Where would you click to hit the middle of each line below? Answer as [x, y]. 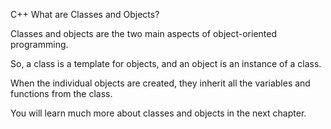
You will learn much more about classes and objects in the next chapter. [158, 113]
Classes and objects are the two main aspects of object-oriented [144, 33]
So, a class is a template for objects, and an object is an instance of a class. [166, 63]
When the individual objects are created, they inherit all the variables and [160, 83]
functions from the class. [61, 93]
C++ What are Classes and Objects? [85, 14]
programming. [39, 44]
